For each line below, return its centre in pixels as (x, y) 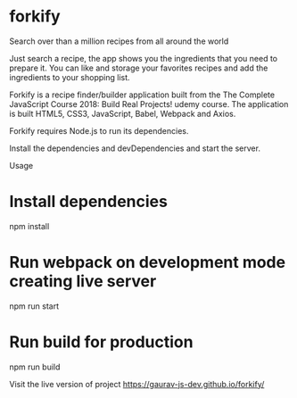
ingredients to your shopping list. (70, 77)
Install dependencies (88, 202)
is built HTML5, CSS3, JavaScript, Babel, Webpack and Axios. (123, 113)
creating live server (83, 282)
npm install (29, 226)
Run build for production (101, 342)
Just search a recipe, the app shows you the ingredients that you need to (144, 58)
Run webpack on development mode (148, 263)
